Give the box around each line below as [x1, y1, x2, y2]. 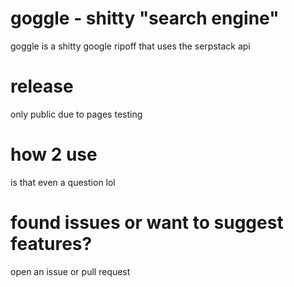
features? [10, 233, 93, 255]
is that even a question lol [10, 176, 116, 188]
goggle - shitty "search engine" [10, 7, 280, 30]
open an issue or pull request [10, 265, 131, 277]
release [10, 75, 74, 98]
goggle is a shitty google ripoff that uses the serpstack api [10, 40, 251, 52]
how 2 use [10, 143, 98, 166]
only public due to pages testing [10, 108, 143, 120]
